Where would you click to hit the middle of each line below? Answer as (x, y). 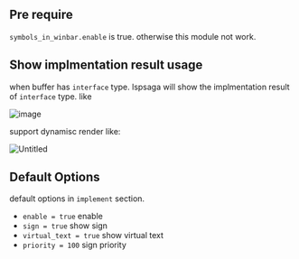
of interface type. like (51, 96)
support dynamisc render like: (65, 131)
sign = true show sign (65, 226)
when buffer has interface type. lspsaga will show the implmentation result (150, 87)
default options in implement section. (77, 199)
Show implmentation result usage (106, 65)
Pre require (42, 15)
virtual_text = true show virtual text (93, 236)
